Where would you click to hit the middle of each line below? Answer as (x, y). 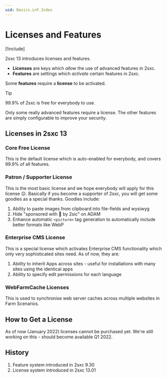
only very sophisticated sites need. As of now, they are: (62, 254)
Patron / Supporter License (39, 177)
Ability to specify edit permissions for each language (67, 274)
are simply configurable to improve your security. (56, 118)
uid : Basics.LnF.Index (29, 10)
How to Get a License (39, 319)
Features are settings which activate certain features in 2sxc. (76, 73)
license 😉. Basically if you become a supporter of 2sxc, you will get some (81, 194)
